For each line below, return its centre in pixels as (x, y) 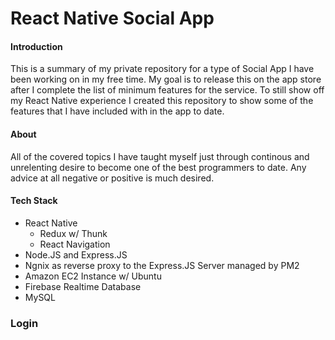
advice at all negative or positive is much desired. (112, 178)
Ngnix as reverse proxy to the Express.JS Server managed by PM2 (162, 265)
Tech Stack (34, 201)
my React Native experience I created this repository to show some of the (162, 101)
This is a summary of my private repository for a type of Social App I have (162, 69)
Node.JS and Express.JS (76, 254)
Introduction (36, 46)
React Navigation (75, 244)
